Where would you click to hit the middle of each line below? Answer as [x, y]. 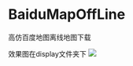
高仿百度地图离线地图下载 [50, 37]
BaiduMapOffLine [67, 15]
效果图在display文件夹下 [47, 53]
